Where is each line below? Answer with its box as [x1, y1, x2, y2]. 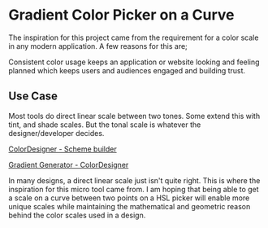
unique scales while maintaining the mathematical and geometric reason [8, 201, 251, 211]
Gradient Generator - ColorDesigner [8, 160, 129, 169]
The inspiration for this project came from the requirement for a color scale [8, 33, 259, 42]
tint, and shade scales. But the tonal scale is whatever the [8, 120, 201, 129]
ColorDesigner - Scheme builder [8, 144, 117, 154]
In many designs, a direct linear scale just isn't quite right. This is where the [8, 175, 261, 185]
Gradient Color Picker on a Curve [8, 6, 235, 24]
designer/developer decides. [8, 128, 105, 138]
